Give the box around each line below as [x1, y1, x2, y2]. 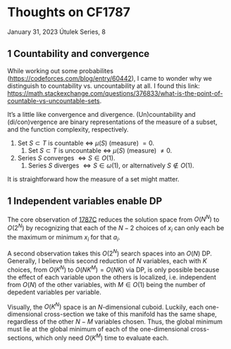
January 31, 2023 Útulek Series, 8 [7, 27, 106, 36]
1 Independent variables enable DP [7, 195, 163, 208]
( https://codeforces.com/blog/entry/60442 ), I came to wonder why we [7, 74, 213, 82]
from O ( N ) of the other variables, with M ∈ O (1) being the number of [7, 280, 206, 288]
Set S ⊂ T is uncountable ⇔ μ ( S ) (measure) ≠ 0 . [27, 146, 173, 155]
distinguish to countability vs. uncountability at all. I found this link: [7, 82, 200, 90]
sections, [7, 334, 34, 342]
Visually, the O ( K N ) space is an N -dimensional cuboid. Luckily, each [7, 301, 204, 311]
